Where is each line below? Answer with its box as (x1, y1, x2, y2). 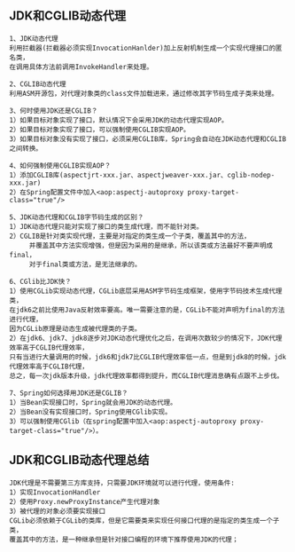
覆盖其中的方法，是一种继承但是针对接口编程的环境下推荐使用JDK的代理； (9, 535, 239, 544)
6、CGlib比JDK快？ (9, 277, 72, 286)
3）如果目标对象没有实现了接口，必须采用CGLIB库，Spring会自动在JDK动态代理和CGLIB (9, 134, 286, 144)
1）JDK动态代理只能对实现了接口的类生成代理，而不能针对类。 (9, 222, 204, 231)
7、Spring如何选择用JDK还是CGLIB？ (9, 389, 128, 398)
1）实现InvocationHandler (9, 487, 101, 497)
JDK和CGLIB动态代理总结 (9, 453, 150, 468)
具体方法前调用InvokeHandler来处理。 (28, 62, 153, 71)
